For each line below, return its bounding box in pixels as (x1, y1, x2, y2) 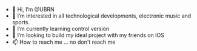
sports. (12, 19, 30, 25)
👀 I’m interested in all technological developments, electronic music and (12, 12, 192, 19)
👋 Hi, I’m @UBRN (12, 6, 55, 13)
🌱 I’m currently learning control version (12, 25, 110, 32)
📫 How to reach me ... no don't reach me (12, 38, 116, 46)
